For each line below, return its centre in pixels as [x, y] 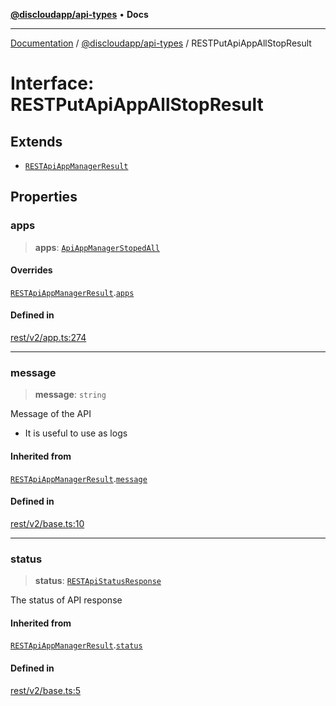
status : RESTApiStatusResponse [98, 581]
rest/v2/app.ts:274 [48, 338]
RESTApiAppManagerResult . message [79, 478]
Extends [36, 141]
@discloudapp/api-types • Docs [79, 14]
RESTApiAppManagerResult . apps [72, 292]
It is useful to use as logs [76, 433]
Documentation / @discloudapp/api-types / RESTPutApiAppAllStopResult [161, 43]
